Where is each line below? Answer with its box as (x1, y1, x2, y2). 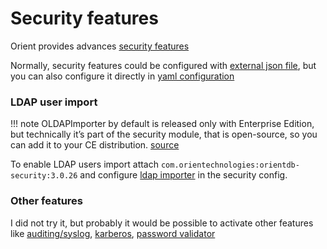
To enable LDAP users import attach (10, 158, 159, 171)
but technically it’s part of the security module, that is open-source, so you (10, 128, 318, 141)
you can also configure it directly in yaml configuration (10, 70, 235, 82)
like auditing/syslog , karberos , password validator (10, 227, 216, 239)
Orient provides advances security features (10, 40, 190, 52)
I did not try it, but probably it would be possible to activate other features (10, 217, 314, 229)
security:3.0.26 (10, 171, 78, 181)
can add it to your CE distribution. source (10, 139, 180, 151)
